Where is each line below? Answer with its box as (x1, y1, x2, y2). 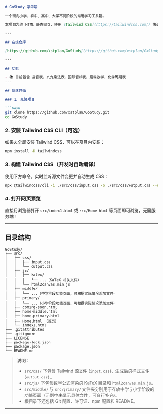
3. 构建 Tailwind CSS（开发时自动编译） (5, 161, 98, 168)
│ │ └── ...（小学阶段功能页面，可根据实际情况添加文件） (5, 301, 117, 306)
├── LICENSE (5, 336, 29, 341)
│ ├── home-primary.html (5, 313, 60, 318)
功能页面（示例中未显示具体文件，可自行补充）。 (24, 392, 120, 398)
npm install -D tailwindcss (5, 149, 62, 154)
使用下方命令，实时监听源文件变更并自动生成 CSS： (5, 173, 109, 179)
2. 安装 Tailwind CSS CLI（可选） (5, 127, 83, 134)
